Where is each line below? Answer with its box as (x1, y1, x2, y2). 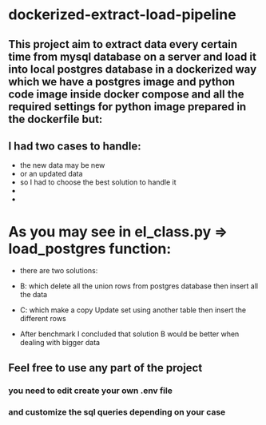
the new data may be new (19, 161, 105, 170)
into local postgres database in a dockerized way (8, 62, 257, 76)
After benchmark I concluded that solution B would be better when (19, 329, 240, 339)
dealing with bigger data (19, 338, 101, 348)
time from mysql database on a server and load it (8, 50, 257, 63)
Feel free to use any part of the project (8, 361, 203, 375)
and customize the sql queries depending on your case (8, 406, 226, 417)
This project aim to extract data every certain (8, 38, 238, 51)
